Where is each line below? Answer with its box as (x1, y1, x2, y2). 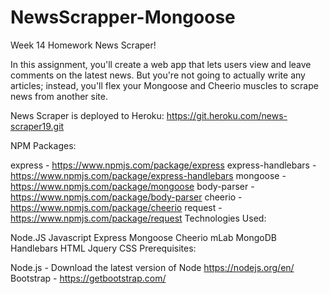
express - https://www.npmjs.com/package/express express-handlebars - (10, 159, 317, 171)
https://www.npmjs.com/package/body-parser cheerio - (10, 191, 243, 203)
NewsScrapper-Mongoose (10, 6, 236, 29)
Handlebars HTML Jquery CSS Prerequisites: (10, 242, 197, 254)
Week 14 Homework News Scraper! (10, 39, 157, 51)
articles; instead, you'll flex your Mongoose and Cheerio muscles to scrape (10, 79, 319, 91)
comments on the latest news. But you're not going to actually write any (10, 69, 306, 81)
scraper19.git (10, 120, 65, 132)
